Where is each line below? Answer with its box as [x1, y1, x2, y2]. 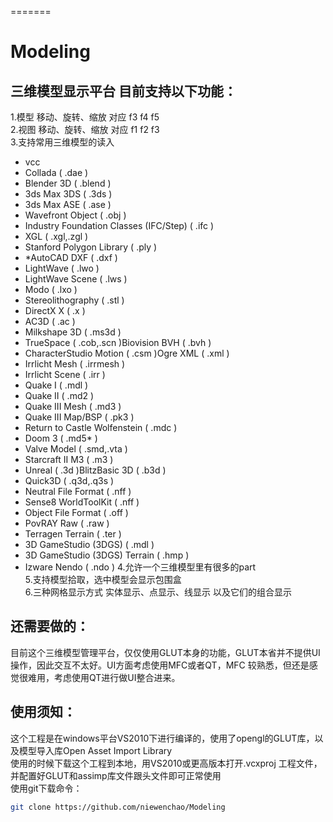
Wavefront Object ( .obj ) [24, 209, 127, 221]
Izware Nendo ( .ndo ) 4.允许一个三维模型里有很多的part [24, 561, 257, 573]
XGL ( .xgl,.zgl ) [24, 231, 89, 242]
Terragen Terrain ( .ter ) [24, 528, 122, 540]
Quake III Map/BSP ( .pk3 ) [24, 411, 135, 423]
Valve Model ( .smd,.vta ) [24, 443, 128, 455]
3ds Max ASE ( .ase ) [24, 199, 112, 210]
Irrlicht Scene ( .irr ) [24, 369, 106, 380]
